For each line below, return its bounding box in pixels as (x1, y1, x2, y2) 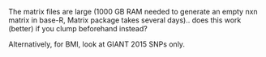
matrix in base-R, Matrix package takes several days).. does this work (8, 15, 242, 25)
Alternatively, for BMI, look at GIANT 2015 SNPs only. (8, 39, 185, 49)
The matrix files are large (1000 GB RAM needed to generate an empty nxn (8, 7, 258, 16)
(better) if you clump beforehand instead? (8, 24, 148, 33)
